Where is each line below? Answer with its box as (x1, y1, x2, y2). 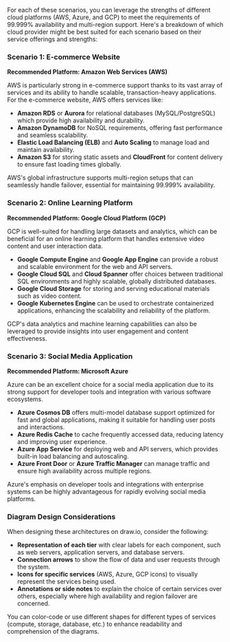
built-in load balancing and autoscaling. (16, 452, 129, 460)
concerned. (16, 599, 50, 608)
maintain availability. (16, 146, 75, 154)
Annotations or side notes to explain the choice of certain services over (16, 585, 222, 593)
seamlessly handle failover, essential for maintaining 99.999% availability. (7, 181, 216, 189)
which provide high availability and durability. (16, 116, 146, 125)
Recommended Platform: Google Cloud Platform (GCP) (7, 213, 166, 222)
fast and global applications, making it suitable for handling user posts (16, 416, 216, 424)
